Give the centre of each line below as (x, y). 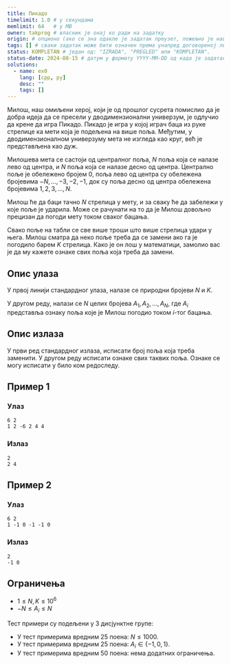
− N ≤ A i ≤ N (34, 609)
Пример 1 (29, 387)
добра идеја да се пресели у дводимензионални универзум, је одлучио (113, 117)
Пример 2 (30, 485)
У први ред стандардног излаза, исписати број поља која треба (101, 351)
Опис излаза (35, 334)
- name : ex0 (31, 71)
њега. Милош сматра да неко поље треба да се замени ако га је (102, 237)
